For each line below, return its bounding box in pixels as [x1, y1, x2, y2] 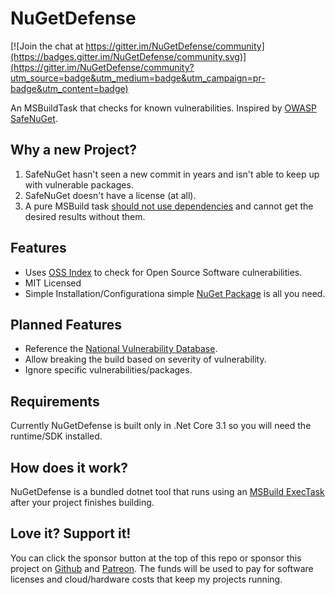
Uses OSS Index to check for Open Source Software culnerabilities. [24, 266, 303, 278]
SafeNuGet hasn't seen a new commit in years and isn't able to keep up [24, 168, 320, 180]
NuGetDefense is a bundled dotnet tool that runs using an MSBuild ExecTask [10, 486, 325, 497]
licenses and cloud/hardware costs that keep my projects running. [10, 573, 283, 585]
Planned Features [10, 316, 123, 333]
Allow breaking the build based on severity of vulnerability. [24, 353, 267, 366]
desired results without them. [24, 210, 146, 222]
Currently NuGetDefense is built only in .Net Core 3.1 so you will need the [10, 420, 312, 432]
